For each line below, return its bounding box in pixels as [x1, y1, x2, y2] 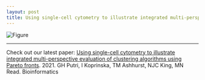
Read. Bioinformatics [6, 68, 59, 75]
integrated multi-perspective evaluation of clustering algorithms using [6, 55, 182, 62]
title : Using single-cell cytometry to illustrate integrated [6, 15, 168, 21]
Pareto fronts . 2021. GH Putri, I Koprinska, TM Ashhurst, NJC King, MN [6, 61, 184, 68]
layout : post [6, 8, 40, 15]
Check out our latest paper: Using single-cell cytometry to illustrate [6, 48, 176, 56]
